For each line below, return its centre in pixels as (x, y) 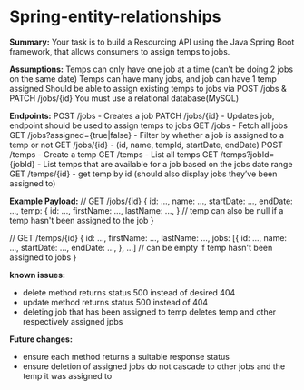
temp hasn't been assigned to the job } (82, 220)
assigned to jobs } (43, 257)
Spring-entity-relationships (115, 17)
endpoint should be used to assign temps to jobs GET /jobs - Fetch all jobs (149, 125)
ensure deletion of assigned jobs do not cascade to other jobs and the (154, 366)
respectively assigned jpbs (73, 321)
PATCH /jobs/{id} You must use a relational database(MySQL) (124, 98)
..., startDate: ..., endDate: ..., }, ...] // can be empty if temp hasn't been (141, 247)
